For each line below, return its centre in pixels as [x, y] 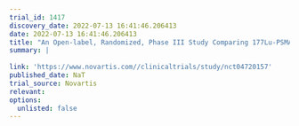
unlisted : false [47, 108]
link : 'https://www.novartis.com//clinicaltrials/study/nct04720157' [141, 67]
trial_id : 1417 [37, 17]
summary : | [29, 51]
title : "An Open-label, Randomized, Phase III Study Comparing [129, 42]
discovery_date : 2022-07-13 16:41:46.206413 [93, 26]
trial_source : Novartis [53, 83]
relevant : [28, 91]
